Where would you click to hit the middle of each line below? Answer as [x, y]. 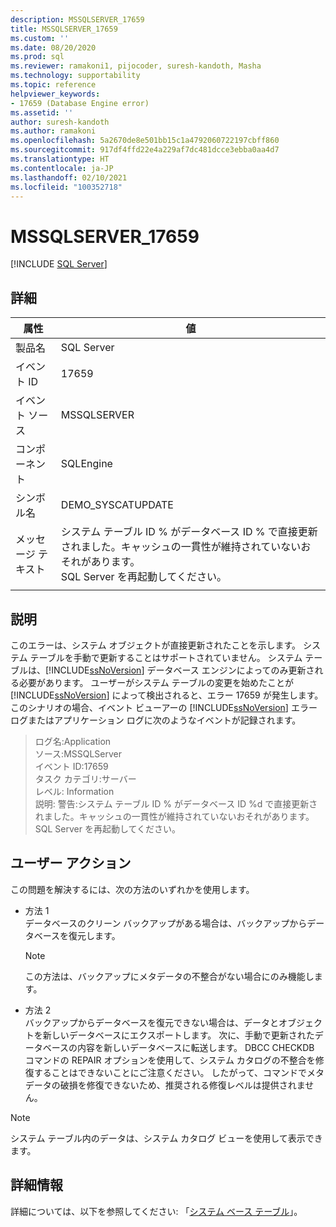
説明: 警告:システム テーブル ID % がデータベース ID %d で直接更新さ [176, 803]
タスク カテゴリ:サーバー [85, 778]
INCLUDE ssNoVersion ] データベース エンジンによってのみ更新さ [183, 670]
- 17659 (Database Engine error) [80, 103]
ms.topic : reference [53, 85]
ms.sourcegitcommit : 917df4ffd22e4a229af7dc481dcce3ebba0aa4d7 [145, 150]
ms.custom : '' [40, 38]
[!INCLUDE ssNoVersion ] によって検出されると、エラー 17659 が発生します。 [167, 695]
